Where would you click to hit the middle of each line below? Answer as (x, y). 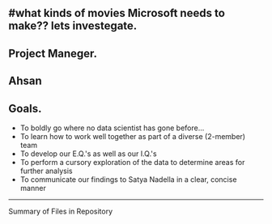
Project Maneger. (53, 53)
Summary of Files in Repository (61, 211)
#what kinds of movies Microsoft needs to (117, 13)
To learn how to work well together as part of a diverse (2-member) (132, 136)
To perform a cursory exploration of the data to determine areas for (132, 162)
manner (33, 188)
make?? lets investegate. (73, 26)
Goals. (25, 108)
